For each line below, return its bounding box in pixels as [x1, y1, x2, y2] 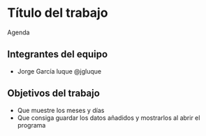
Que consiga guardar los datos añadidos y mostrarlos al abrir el [17, 114, 200, 122]
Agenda [7, 28, 30, 36]
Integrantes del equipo [7, 48, 108, 60]
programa [17, 121, 46, 129]
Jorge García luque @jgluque [17, 67, 102, 75]
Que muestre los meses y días [17, 106, 105, 114]
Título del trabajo [7, 5, 108, 21]
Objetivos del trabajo [7, 88, 100, 100]
